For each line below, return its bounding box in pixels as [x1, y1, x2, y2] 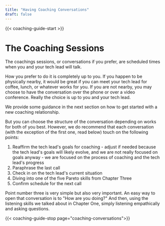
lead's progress [12, 160, 44, 165]
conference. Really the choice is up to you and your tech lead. [5, 95, 131, 100]
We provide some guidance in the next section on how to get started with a [5, 104, 158, 110]
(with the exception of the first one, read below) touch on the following [5, 129, 149, 135]
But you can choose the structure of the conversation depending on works [5, 119, 157, 125]
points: [5, 134, 19, 140]
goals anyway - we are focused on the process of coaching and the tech [12, 155, 160, 161]
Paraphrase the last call [12, 165, 61, 171]
